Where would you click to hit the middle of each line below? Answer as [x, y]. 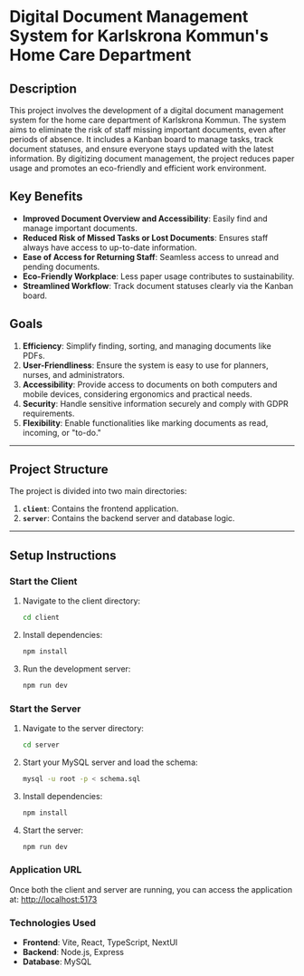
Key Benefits [46, 197]
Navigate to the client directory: [81, 601]
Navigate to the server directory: [83, 729]
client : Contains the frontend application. [100, 508]
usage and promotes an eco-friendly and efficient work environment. [138, 168]
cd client [41, 618]
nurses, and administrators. [73, 374]
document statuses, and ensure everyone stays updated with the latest [142, 149]
